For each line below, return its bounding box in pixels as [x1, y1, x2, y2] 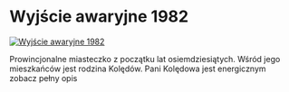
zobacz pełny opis [9, 72, 78, 83]
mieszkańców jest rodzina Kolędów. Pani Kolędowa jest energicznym [9, 63, 266, 74]
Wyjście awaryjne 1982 [9, 6, 188, 27]
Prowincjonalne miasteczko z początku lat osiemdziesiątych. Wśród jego [9, 53, 281, 64]
